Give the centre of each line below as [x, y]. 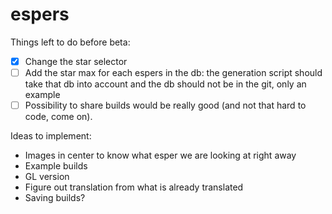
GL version [47, 177]
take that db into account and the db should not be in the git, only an [165, 84]
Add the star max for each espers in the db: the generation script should [173, 72]
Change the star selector [76, 61]
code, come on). [58, 117]
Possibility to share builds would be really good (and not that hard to [165, 105]
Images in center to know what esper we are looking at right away [160, 155]
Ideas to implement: [51, 136]
